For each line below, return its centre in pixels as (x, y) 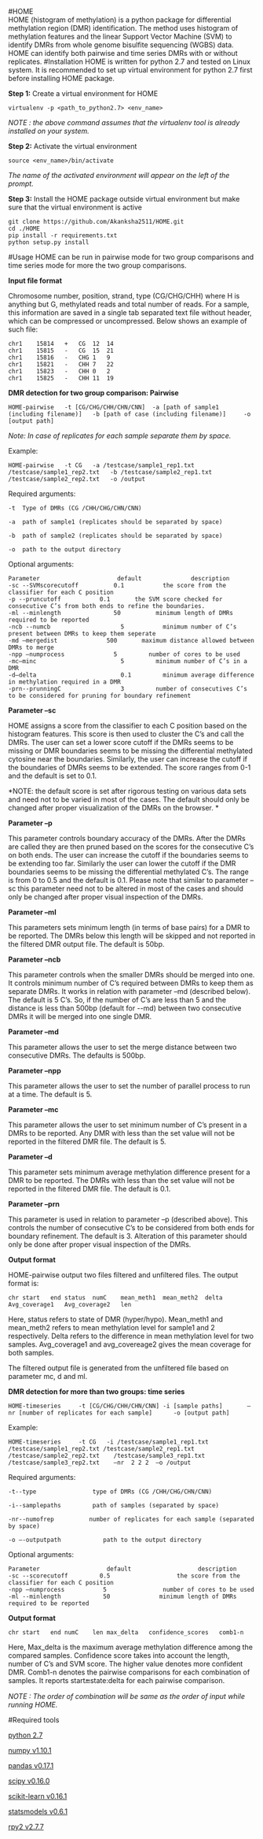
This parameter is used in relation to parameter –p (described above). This (128, 1219)
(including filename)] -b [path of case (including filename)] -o (130, 414)
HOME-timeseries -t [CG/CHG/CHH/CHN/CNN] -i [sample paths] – (130, 1406)
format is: (24, 1283)
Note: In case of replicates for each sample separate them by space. (120, 436)
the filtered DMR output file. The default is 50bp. (86, 944)
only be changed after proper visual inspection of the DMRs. (106, 897)
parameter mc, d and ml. (48, 1376)
